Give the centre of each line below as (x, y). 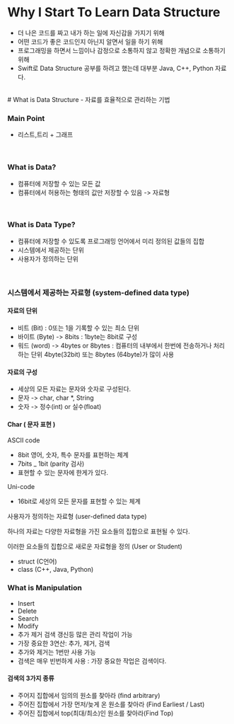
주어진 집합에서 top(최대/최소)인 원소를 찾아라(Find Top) (95, 713)
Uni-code (21, 487)
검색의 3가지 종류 (31, 678)
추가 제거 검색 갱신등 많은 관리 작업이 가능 (75, 634)
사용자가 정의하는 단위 (48, 258)
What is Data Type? (41, 225)
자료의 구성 (22, 372)
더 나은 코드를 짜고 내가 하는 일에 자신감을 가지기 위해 (91, 33)
